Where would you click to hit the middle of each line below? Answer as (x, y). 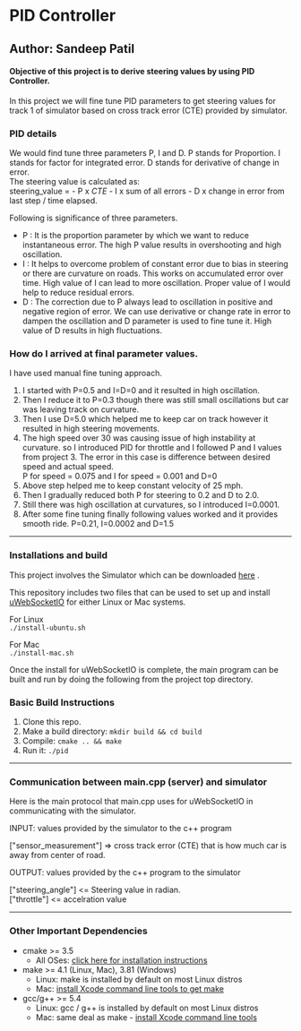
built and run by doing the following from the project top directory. (131, 679)
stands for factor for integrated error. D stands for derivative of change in (144, 163)
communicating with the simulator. (73, 811)
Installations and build (59, 555)
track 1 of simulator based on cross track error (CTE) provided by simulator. (149, 110)
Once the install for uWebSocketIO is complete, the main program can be (144, 669)
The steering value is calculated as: (75, 182)
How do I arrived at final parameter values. (104, 353)
